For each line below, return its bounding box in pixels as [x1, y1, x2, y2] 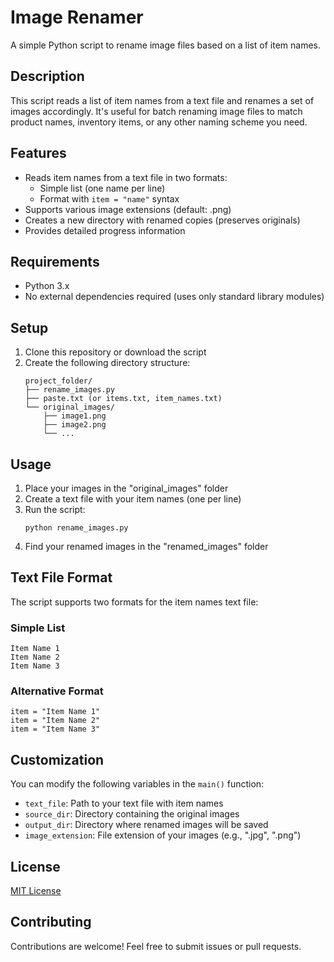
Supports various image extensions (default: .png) [24, 203, 232, 215]
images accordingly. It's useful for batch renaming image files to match [10, 105, 303, 117]
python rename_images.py [24, 523, 129, 533]
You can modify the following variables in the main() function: [10, 778, 265, 790]
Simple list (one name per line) [39, 182, 166, 194]
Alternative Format [10, 684, 104, 698]
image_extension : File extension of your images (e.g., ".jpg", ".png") [24, 829, 302, 841]
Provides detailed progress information [24, 224, 186, 236]
